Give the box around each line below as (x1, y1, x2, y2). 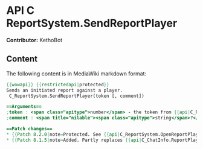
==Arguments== (6, 104, 42, 110)
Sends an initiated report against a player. (6, 87, 123, 94)
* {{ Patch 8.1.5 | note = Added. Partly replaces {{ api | (6, 137, 142, 143)
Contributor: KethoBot (6, 36, 63, 43)
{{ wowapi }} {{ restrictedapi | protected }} (6, 81, 110, 87)
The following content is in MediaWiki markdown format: (6, 70, 147, 77)
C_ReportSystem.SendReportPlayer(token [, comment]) (8, 93, 145, 99)
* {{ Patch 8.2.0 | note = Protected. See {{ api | (6, 131, 120, 138)
